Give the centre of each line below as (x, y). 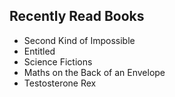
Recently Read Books (77, 16)
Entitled (39, 51)
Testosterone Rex (60, 83)
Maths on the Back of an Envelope (94, 72)
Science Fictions (58, 61)
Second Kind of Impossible (79, 40)
